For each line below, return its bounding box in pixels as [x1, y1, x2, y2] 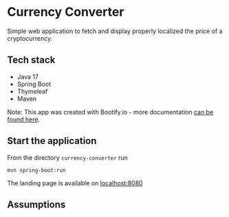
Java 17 [17, 72, 39, 81]
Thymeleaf [17, 87, 48, 95]
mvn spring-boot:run [7, 167, 67, 174]
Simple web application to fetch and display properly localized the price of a [7, 27, 223, 35]
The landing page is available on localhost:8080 [7, 178, 143, 187]
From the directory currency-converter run [7, 153, 129, 162]
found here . [7, 115, 40, 123]
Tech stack [7, 54, 56, 66]
